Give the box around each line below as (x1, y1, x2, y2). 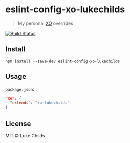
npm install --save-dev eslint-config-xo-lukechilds (5, 59, 120, 64)
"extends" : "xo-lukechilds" (10, 100, 70, 105)
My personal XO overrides (17, 20, 73, 26)
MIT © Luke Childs (5, 133, 45, 138)
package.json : (5, 85, 34, 92)
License (5, 119, 31, 128)
